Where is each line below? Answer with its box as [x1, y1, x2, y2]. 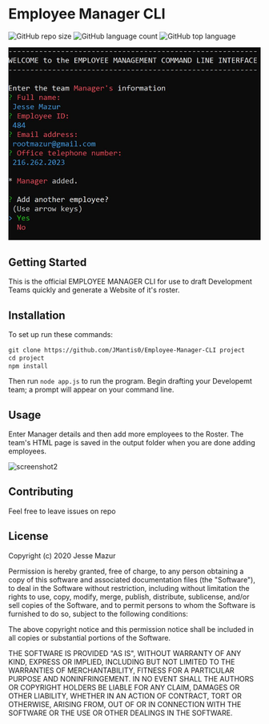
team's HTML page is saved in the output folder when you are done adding [8, 438, 256, 448]
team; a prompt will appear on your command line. [8, 385, 175, 395]
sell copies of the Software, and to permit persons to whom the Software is [8, 600, 256, 609]
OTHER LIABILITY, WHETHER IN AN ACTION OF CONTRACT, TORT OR [8, 690, 242, 701]
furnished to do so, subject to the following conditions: [8, 609, 188, 618]
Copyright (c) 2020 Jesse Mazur [8, 550, 116, 561]
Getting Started [8, 255, 87, 269]
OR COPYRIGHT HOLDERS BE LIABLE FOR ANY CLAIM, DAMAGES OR [8, 682, 240, 692]
